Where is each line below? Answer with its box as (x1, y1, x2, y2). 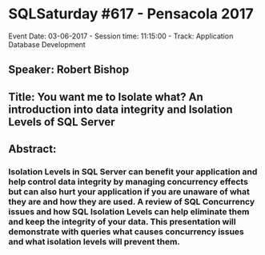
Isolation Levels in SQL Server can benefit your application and (8, 166, 258, 177)
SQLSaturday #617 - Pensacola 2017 (8, 5, 254, 23)
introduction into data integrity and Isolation (8, 102, 234, 116)
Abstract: (8, 142, 57, 156)
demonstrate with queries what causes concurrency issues (8, 226, 244, 237)
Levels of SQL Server (8, 115, 115, 129)
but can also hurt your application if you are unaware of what (8, 186, 250, 197)
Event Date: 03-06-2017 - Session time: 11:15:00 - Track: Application (8, 31, 234, 41)
